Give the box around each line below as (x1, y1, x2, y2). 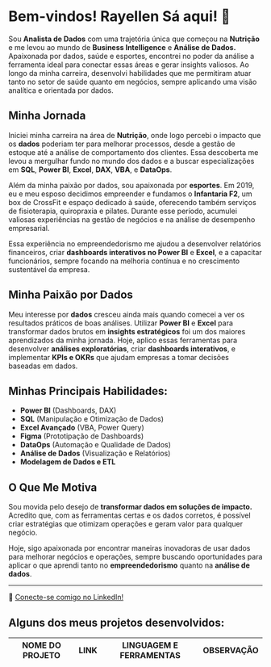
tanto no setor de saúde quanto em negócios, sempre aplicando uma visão (8, 77, 257, 86)
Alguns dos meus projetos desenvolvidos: (8, 615, 225, 629)
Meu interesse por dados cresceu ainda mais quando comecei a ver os (8, 309, 245, 319)
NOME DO (21, 640, 62, 651)
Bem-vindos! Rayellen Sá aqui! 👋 (8, 7, 231, 26)
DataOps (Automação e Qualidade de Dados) (19, 440, 172, 450)
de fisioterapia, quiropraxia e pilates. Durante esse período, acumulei (8, 206, 238, 216)
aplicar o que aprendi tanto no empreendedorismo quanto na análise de (8, 560, 250, 570)
